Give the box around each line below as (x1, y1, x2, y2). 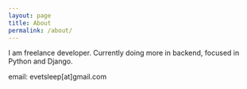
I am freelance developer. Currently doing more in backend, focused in (8, 48, 240, 58)
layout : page (8, 11, 52, 20)
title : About (8, 19, 52, 27)
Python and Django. (8, 56, 73, 66)
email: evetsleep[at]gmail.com (8, 72, 107, 82)
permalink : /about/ (8, 26, 73, 34)
